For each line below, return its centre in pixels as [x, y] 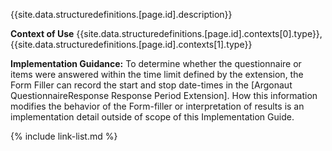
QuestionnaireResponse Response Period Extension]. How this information [164, 95]
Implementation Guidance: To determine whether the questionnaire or [156, 63]
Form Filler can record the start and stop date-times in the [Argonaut [151, 85]
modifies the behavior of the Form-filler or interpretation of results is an [157, 106]
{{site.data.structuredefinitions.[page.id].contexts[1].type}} [131, 44]
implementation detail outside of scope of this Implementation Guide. [152, 117]
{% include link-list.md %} [64, 136]
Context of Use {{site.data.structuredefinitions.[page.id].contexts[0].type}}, [166, 33]
